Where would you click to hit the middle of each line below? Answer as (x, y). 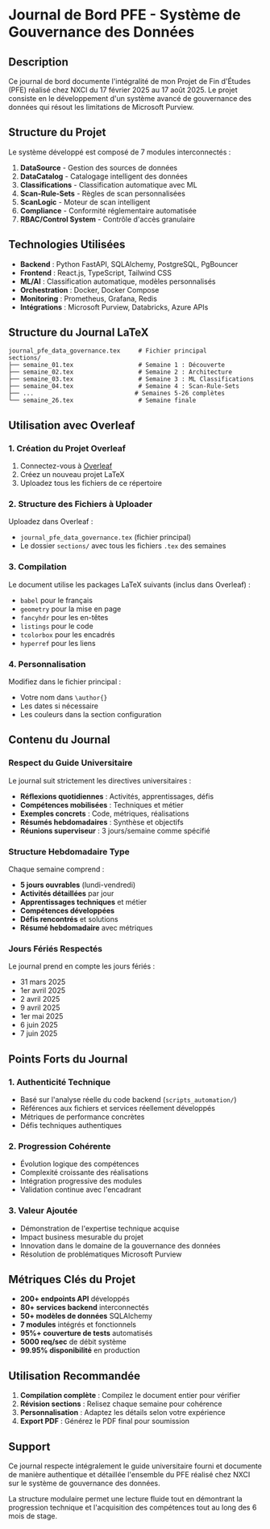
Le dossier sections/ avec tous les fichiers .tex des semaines (123, 546)
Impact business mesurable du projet (81, 1237)
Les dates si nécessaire (59, 706)
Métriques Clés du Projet (72, 1279)
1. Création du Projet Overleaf (67, 448)
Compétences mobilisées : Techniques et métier (102, 805)
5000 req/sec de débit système (73, 1342)
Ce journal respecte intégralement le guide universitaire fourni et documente (135, 1466)
